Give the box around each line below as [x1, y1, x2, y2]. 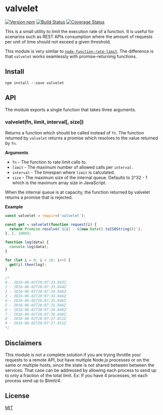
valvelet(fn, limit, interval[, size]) [5, 119, 84, 126]
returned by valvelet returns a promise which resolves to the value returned [5, 135, 158, 141]
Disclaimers [5, 339, 42, 347]
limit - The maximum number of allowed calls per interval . [12, 164, 133, 170]
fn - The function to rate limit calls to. [12, 159, 87, 165]
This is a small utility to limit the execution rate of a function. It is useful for [5, 28, 154, 34]
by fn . [5, 140, 17, 146]
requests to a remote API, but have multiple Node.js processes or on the [5, 357, 149, 363]
